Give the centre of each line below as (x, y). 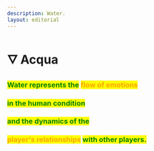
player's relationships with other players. (77, 139)
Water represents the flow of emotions (73, 85)
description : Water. (37, 13)
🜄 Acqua (33, 59)
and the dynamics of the (49, 122)
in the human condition (46, 103)
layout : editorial (33, 20)
